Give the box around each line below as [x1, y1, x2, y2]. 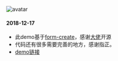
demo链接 [14, 48, 40, 56]
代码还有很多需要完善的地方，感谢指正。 [14, 41, 115, 48]
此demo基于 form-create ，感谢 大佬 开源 [14, 33, 112, 41]
